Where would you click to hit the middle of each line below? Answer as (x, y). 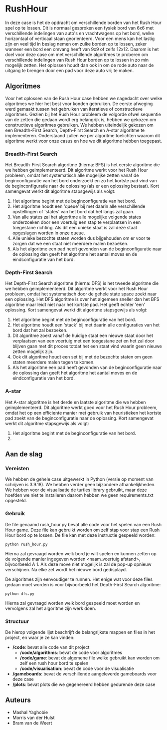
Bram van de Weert (32, 723)
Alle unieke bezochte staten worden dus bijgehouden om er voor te (81, 238)
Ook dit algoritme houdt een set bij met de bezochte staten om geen (83, 357)
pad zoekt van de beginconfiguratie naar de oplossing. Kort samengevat (79, 418)
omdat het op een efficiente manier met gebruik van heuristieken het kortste (83, 413)
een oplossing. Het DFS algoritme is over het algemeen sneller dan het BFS (82, 299)
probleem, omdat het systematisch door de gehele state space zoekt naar (81, 294)
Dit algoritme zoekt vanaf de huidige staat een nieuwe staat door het (83, 335)
